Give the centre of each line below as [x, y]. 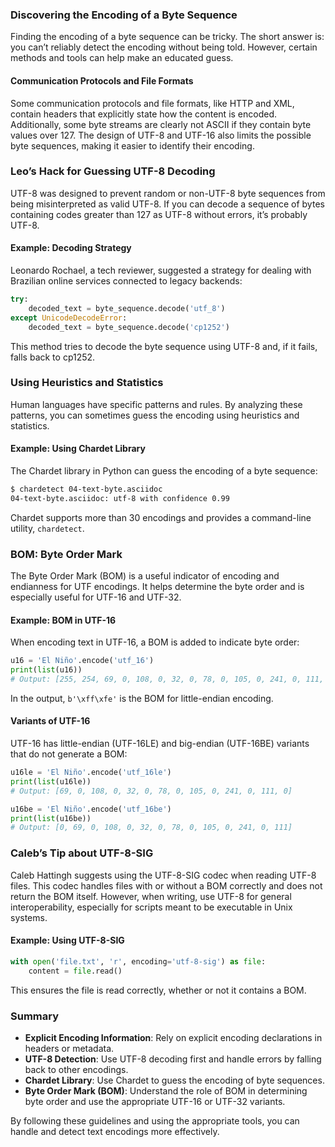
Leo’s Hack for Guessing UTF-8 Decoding [113, 171]
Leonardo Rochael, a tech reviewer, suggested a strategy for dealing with [161, 270]
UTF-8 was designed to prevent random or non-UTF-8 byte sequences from [168, 193]
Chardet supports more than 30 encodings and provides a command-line [161, 517]
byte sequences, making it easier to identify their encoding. [132, 145]
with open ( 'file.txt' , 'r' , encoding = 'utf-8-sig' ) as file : [138, 961]
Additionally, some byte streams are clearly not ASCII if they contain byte [161, 124]
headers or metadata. [69, 1048]
